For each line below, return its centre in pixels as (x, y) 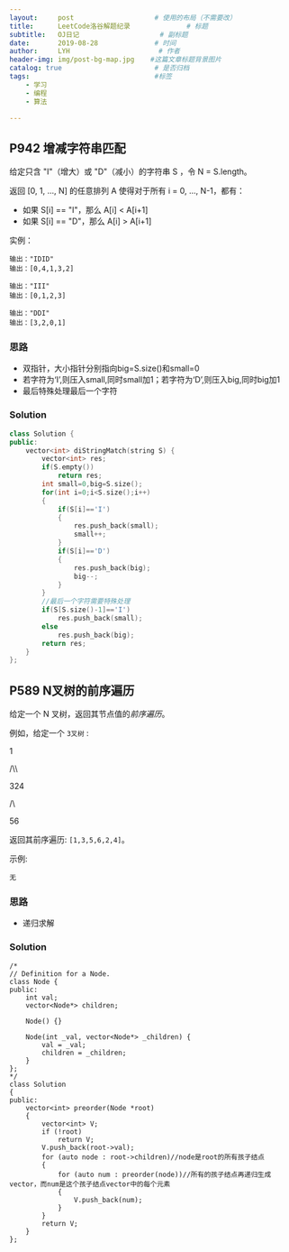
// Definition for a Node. (60, 974)
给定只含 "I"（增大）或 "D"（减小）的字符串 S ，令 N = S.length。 (131, 171)
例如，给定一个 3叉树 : (49, 733)
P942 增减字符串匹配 (68, 148)
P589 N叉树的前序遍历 (72, 690)
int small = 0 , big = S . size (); (92, 484)
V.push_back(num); (108, 1200)
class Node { (34, 981)
